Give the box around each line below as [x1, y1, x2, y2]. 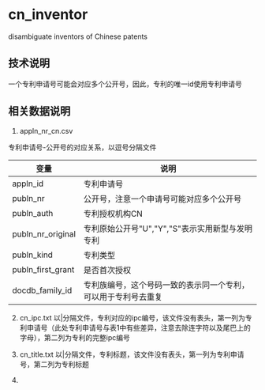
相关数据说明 [8, 104, 71, 118]
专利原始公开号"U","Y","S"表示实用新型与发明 [83, 223, 252, 234]
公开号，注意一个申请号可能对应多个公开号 [83, 193, 242, 204]
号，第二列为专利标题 [19, 359, 89, 369]
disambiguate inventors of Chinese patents [8, 32, 148, 41]
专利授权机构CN [83, 208, 144, 219]
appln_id [12, 178, 44, 189]
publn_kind [12, 249, 54, 260]
